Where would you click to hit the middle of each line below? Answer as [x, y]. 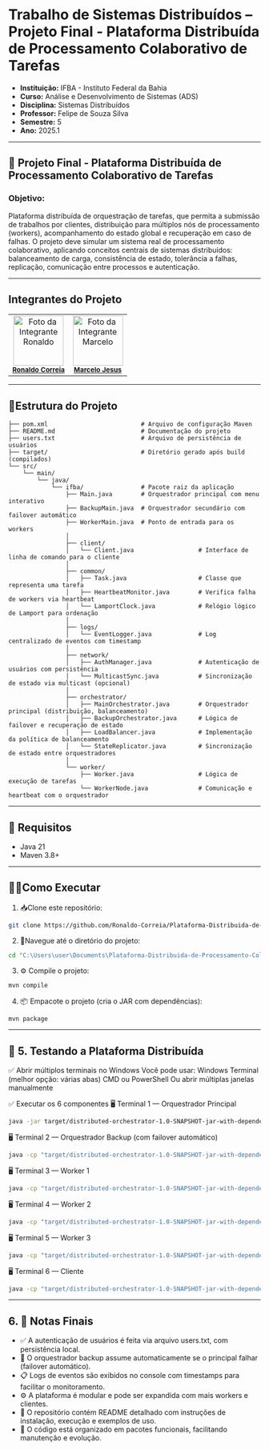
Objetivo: [27, 198]
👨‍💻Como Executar [54, 888]
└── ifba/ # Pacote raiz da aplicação [143, 487]
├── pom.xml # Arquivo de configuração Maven [130, 425]
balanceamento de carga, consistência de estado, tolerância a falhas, [123, 258]
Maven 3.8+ [40, 855]
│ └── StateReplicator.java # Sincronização [159, 747]
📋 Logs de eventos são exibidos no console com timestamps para [130, 1376]
